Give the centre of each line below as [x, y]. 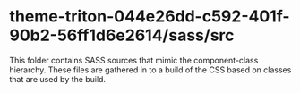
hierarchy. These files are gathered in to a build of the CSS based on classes [150, 70]
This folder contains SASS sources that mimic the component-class [134, 60]
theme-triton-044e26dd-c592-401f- [150, 17]
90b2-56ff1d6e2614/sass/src [122, 35]
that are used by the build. [57, 79]
